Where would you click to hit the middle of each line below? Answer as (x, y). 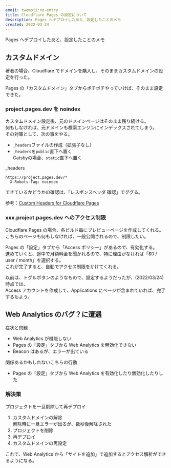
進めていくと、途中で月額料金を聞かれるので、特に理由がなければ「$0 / (81, 254)
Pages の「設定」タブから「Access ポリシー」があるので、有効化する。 (81, 247)
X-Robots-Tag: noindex (34, 182)
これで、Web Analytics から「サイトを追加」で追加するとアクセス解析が (81, 454)
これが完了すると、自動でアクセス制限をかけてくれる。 (63, 266)
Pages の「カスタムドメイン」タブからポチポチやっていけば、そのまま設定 (84, 88)
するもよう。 (19, 296)
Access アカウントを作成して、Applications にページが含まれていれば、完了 (85, 290)
